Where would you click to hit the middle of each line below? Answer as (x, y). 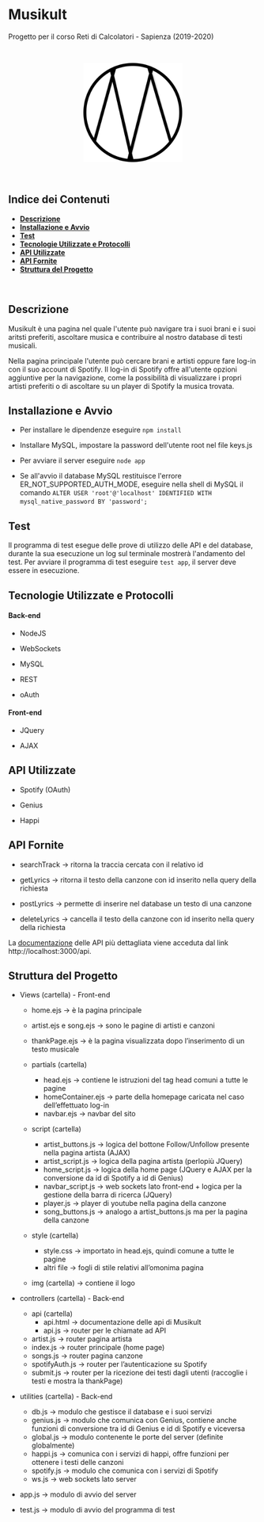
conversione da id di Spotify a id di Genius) (113, 1178)
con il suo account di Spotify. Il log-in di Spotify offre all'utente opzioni (123, 369)
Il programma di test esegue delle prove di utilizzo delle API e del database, (130, 545)
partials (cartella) (59, 1065)
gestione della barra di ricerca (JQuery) (107, 1195)
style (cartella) (55, 1236)
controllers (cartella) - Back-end (72, 1299)
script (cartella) (56, 1129)
